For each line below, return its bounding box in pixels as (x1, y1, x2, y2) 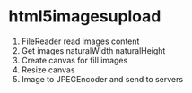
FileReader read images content (21, 36, 140, 46)
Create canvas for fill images (21, 55, 128, 65)
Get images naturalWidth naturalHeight (21, 45, 166, 55)
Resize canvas (21, 64, 75, 75)
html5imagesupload (8, 6, 161, 27)
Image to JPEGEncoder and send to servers (21, 73, 184, 84)
